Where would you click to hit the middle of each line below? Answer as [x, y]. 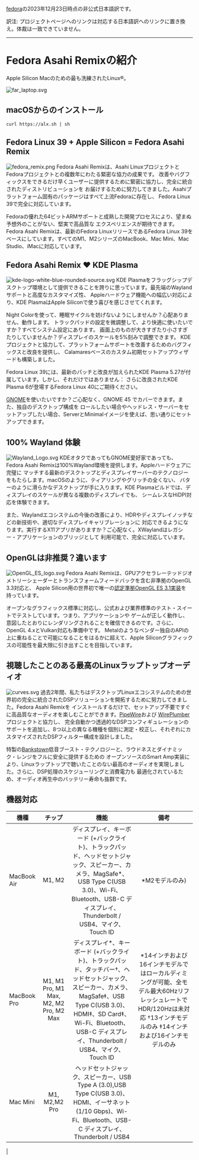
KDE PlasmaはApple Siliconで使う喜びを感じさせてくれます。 [91, 302]
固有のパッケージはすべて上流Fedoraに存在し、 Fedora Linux [116, 196]
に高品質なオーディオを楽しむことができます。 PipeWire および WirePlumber [98, 714]
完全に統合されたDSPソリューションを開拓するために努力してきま [102, 699]
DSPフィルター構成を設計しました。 [92, 736]
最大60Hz [164, 991]
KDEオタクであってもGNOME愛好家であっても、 [118, 458]
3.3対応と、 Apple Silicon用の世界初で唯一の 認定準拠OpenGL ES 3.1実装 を [96, 588]
